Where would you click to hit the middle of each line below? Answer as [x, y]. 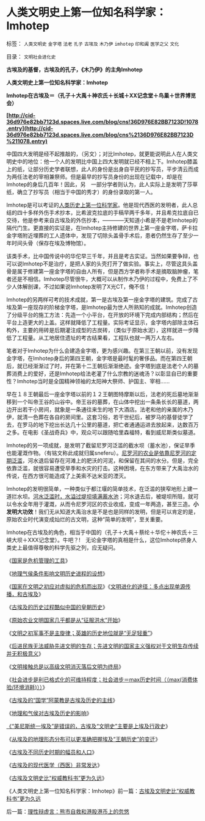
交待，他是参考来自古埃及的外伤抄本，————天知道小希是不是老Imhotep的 [102, 220]
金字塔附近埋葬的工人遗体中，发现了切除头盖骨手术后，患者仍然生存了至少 [100, 235]
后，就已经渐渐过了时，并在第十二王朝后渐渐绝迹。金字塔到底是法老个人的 [100, 366]
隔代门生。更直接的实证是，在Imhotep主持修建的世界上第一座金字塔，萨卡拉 [102, 228]
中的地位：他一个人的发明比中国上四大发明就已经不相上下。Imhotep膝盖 [107, 161]
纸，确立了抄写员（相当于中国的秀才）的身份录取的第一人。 [81, 192]
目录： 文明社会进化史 [31, 56]
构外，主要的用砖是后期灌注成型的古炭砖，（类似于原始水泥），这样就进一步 [100, 330]
